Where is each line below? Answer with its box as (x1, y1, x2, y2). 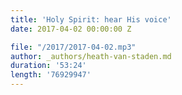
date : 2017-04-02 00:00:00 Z (10, 24, 132, 34)
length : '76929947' (10, 70, 92, 80)
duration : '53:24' (10, 61, 87, 71)
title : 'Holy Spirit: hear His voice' (10, 14, 172, 25)
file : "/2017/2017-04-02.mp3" (10, 42, 137, 52)
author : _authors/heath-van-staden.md (10, 51, 172, 61)
